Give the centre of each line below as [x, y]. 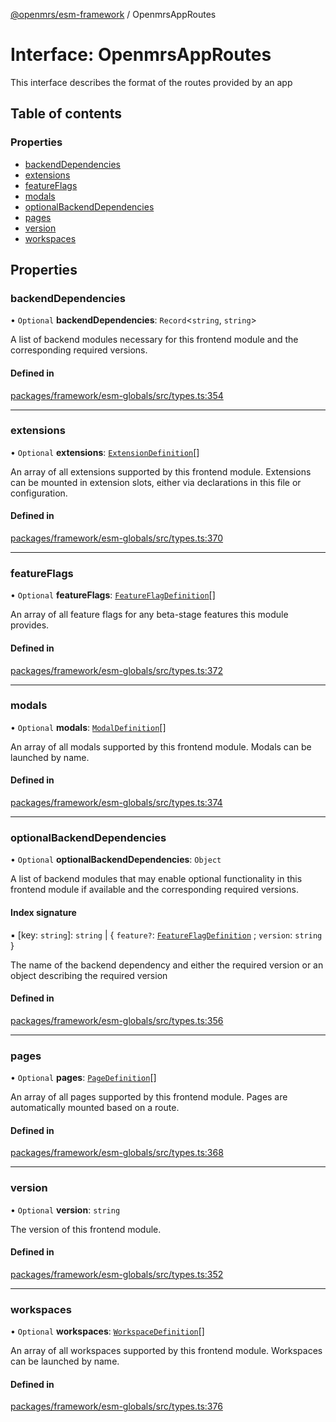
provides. [30, 625]
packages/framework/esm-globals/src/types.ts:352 [117, 1274]
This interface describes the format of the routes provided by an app [151, 82]
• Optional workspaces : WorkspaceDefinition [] [107, 1331]
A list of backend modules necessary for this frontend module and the [154, 340]
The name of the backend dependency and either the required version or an [167, 965]
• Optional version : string [65, 1210]
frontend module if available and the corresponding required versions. [154, 890]
